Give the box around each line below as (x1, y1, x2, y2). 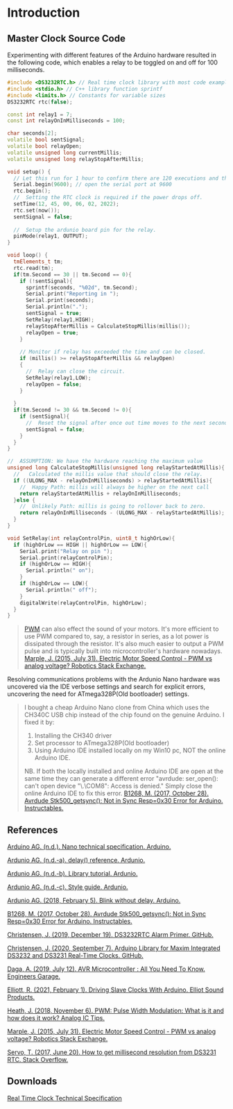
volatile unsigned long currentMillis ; (7, 149, 123, 156)
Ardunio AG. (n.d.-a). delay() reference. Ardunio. (7, 856, 146, 865)
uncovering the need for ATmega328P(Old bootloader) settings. (7, 690, 189, 698)
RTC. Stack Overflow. (7, 1056, 69, 1064)
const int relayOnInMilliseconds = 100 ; (7, 117, 126, 124)
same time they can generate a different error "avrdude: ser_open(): (24, 774, 218, 783)
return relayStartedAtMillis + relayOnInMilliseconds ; (19, 490, 182, 497)
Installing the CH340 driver (34, 731, 112, 740)
